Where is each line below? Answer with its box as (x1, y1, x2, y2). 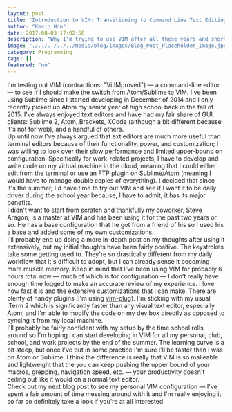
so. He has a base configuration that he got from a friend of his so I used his (7, 220, 224, 229)
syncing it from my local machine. (7, 316, 104, 324)
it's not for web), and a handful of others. (7, 125, 124, 133)
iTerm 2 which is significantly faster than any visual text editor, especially (7, 301, 215, 310)
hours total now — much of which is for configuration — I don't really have (7, 271, 219, 280)
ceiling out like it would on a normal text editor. (7, 375, 140, 383)
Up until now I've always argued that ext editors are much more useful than (7, 132, 221, 141)
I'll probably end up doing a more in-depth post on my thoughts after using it (7, 235, 225, 243)
